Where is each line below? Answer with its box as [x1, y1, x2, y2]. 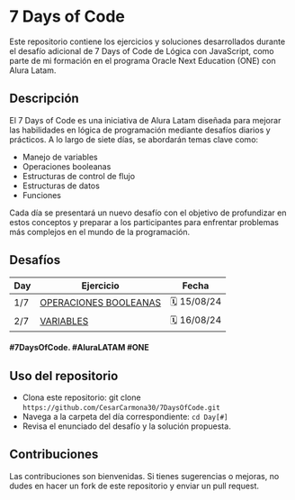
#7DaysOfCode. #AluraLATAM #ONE [9, 342, 150, 353]
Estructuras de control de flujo [22, 170, 136, 181]
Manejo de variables [22, 151, 98, 162]
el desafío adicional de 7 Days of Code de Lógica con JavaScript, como [9, 45, 274, 56]
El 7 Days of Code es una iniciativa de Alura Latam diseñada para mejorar [9, 114, 282, 125]
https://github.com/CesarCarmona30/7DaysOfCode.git [22, 403, 220, 412]
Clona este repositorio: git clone [22, 392, 141, 403]
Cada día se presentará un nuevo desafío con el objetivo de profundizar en [9, 207, 287, 218]
